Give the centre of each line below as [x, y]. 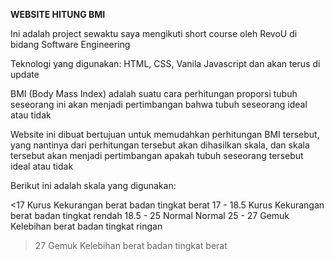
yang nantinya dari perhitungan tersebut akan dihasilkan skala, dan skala [160, 145]
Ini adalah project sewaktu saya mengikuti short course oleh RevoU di [154, 33]
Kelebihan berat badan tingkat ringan [86, 226]
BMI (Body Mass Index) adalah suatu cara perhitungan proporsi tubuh [154, 93]
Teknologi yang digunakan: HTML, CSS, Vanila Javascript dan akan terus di [165, 63]
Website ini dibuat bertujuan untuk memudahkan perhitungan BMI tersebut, [165, 134]
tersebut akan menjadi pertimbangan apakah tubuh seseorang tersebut [157, 155]
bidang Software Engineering [70, 44]
